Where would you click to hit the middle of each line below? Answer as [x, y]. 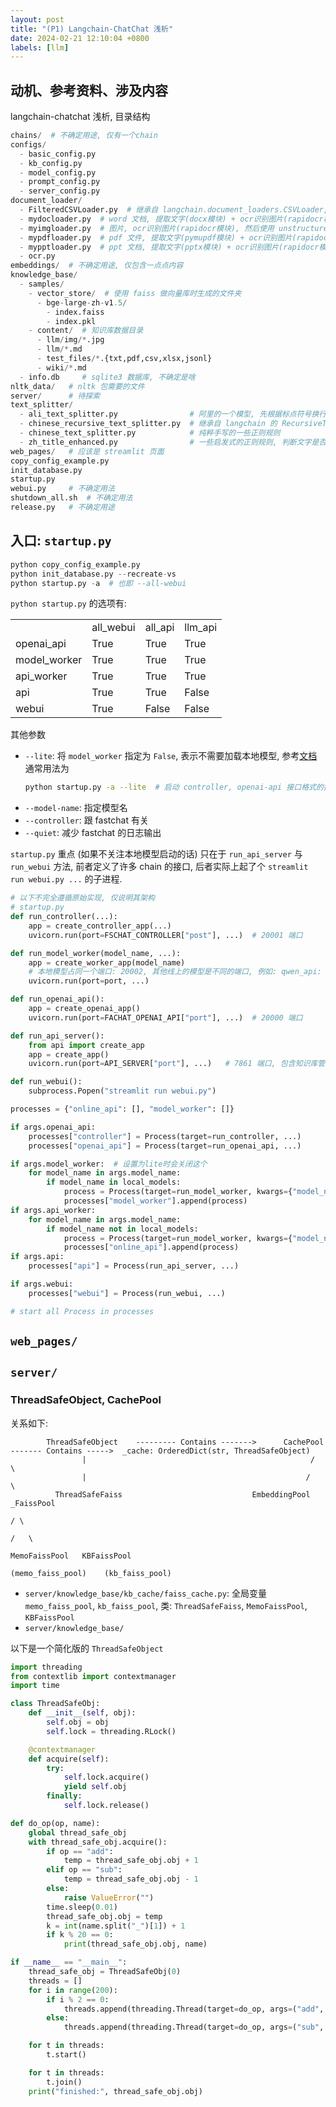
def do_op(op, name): [55, 1823]
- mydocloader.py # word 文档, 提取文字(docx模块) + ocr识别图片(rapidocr [171, 219]
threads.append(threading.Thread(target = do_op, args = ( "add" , [194, 2009]
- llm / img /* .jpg [70, 340]
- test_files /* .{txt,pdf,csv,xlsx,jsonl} [124, 359]
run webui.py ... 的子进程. [66, 879]
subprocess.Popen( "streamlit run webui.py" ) [122, 1091]
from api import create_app [86, 1045]
